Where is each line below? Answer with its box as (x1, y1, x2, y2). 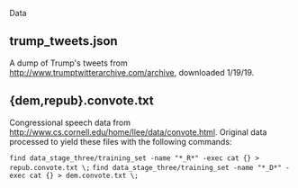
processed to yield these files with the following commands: (9, 136, 232, 147)
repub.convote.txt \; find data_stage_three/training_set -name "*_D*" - (9, 163, 290, 172)
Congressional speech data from (9, 117, 131, 128)
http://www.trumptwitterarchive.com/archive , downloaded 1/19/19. (9, 67, 255, 77)
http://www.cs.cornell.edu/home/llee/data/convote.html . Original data (9, 126, 267, 138)
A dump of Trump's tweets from (9, 58, 128, 68)
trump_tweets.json (9, 33, 119, 49)
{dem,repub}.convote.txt (9, 94, 155, 109)
